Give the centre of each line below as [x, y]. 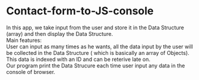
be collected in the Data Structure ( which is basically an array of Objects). [98, 53]
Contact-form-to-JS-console [80, 11]
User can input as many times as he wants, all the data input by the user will [99, 47]
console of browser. [31, 72]
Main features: [24, 40]
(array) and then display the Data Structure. [60, 33]
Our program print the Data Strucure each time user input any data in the [96, 65]
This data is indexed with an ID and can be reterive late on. [78, 59]
